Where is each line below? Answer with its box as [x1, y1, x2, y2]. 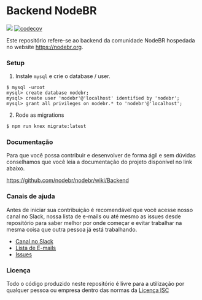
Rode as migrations [15, 111, 64, 119]
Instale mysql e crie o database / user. [15, 73, 111, 80]
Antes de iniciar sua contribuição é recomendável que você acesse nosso [6, 206, 193, 213]
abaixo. [6, 165, 25, 172]
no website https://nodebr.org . [6, 43, 84, 50]
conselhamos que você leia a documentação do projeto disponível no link [6, 158, 192, 166]
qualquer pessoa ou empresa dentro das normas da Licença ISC [6, 286, 169, 294]
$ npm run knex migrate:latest [6, 124, 87, 130]
